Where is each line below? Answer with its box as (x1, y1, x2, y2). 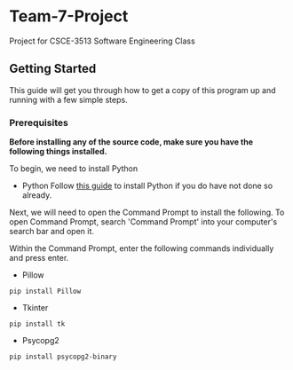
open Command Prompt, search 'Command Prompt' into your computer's (9, 216, 278, 227)
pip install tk (9, 319, 66, 329)
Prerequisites (9, 116, 68, 129)
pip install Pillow (9, 287, 82, 296)
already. (21, 190, 52, 201)
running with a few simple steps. (9, 94, 128, 105)
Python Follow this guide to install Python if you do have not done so (21, 180, 273, 192)
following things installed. (9, 146, 107, 157)
